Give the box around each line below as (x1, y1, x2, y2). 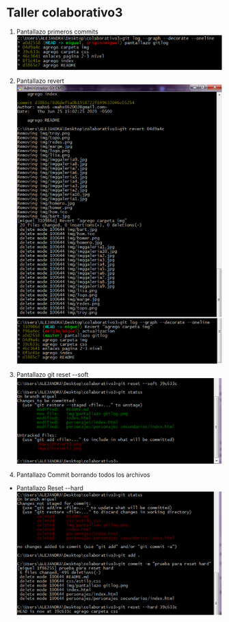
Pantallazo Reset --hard (16, 484, 83, 493)
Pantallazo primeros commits (16, 27, 98, 36)
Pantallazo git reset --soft (16, 371, 89, 379)
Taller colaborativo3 (6, 5, 123, 21)
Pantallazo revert (16, 77, 64, 85)
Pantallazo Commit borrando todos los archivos (16, 471, 150, 479)
